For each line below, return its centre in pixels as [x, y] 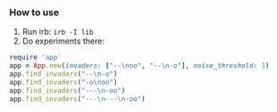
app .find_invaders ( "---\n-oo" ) [67, 91]
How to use [34, 12]
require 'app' [36, 58]
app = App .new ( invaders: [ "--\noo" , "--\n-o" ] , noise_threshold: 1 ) [139, 66]
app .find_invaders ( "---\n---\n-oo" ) [77, 99]
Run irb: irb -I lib [58, 32]
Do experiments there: [63, 41]
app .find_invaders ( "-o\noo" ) [63, 82]
